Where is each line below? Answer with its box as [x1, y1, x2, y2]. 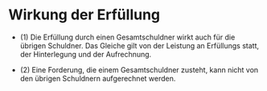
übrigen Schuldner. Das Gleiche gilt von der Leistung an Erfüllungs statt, [19, 40, 260, 50]
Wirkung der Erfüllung [8, 6, 161, 24]
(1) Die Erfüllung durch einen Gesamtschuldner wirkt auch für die [19, 32, 236, 42]
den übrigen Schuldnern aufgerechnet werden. [19, 73, 176, 83]
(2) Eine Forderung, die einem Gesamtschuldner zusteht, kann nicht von [19, 64, 259, 74]
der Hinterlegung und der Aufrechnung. [19, 49, 152, 59]
